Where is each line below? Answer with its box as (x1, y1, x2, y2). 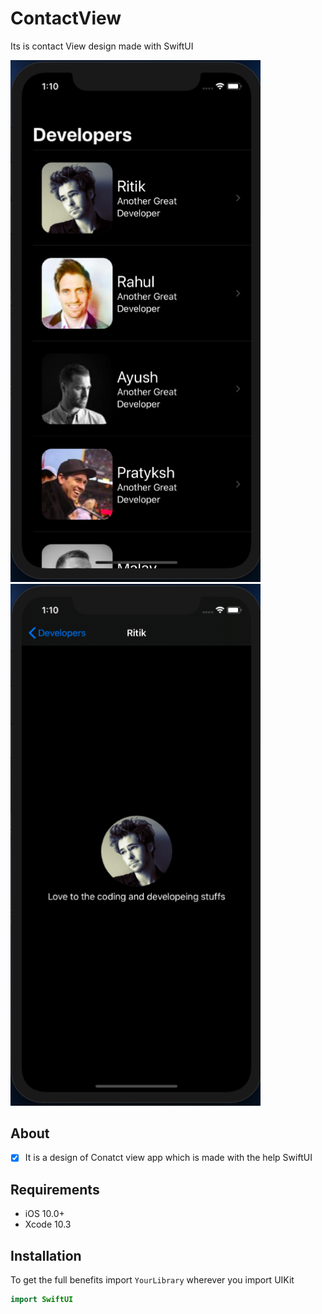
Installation (10, 1247, 82, 1264)
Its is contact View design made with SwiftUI (10, 40, 194, 52)
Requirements (10, 1181, 100, 1198)
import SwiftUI (10, 1295, 74, 1305)
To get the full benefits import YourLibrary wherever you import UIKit (10, 1274, 295, 1286)
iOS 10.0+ (24, 1208, 65, 1220)
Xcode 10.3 (24, 1218, 72, 1231)
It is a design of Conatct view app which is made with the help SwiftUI (24, 1152, 313, 1164)
